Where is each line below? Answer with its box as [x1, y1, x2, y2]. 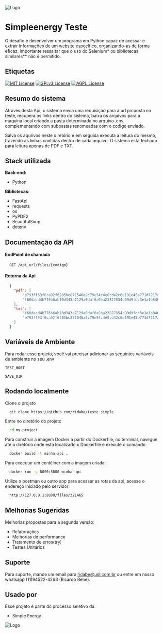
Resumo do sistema [5, 95, 66, 103]
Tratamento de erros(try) [12, 539, 62, 545]
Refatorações [12, 529, 39, 535]
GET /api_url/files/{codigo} [9, 262, 68, 268]
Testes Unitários [12, 544, 45, 550]
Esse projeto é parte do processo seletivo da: [5, 603, 96, 609]
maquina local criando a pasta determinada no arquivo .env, [5, 117, 125, 124]
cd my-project [9, 428, 38, 433]
